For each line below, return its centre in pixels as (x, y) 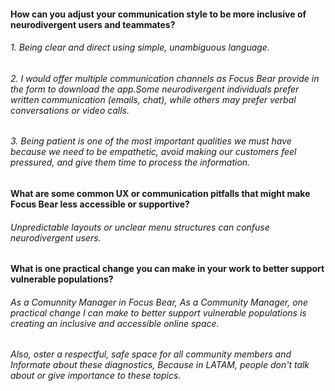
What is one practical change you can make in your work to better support (167, 269)
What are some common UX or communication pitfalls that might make (160, 194)
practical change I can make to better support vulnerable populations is (158, 312)
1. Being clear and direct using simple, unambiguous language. (140, 47)
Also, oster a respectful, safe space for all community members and (151, 354)
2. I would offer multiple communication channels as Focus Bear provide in (165, 78)
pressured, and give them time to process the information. (130, 162)
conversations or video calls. (70, 110)
